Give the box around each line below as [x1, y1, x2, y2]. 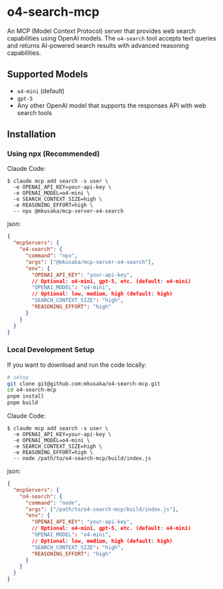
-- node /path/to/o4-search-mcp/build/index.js [13, 455, 152, 462]
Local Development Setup [7, 345, 94, 354]
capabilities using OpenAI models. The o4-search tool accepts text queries [7, 34, 217, 42]
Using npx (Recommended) [7, 149, 101, 158]
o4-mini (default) [16, 86, 65, 95]
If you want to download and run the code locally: [7, 361, 147, 369]
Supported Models [7, 69, 88, 80]
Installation [7, 128, 56, 141]
